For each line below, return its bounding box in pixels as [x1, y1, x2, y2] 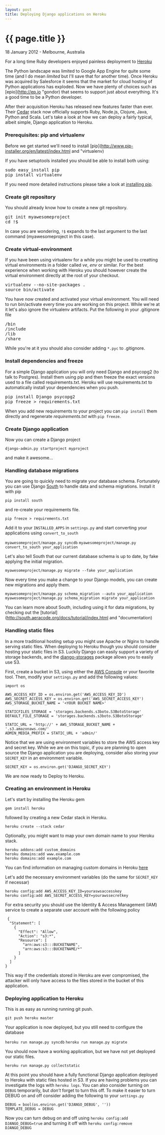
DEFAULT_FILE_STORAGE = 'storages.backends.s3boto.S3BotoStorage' [5, 713, 144, 719]
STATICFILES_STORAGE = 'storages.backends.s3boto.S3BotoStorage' [5, 709, 141, 714]
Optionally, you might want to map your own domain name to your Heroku [5, 832, 155, 838]
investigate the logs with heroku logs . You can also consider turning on [5, 1082, 149, 1088]
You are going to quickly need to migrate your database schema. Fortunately [5, 478, 160, 484]
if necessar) [5, 879, 29, 885]
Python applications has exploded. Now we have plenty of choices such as [5, 84, 157, 90]
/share [5, 336, 21, 342]
